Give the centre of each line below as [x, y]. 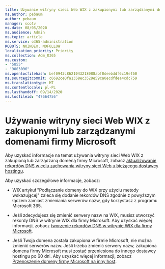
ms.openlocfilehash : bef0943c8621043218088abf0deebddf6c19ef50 [71, 74]
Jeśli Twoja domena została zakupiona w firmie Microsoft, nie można [82, 240]
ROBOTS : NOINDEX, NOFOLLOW [33, 46]
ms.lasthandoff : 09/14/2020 [34, 92]
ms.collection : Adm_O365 [30, 55]
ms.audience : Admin [25, 32]
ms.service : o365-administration [39, 42]
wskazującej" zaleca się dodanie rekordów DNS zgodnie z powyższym [84, 195]
